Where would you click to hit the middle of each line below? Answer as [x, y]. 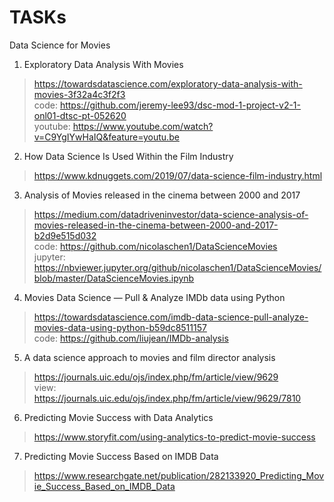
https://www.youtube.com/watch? [143, 126]
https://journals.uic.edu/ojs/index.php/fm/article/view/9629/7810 [167, 398]
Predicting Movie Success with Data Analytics [118, 417]
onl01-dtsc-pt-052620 [80, 115]
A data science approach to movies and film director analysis [149, 357]
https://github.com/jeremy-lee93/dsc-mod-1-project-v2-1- [180, 105]
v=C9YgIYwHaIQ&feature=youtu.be [106, 137]
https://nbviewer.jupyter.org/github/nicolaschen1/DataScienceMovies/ [177, 267]
